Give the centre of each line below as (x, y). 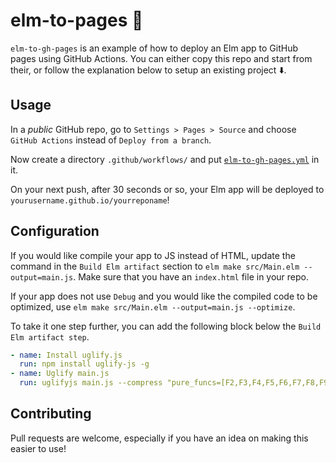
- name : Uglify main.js (60, 374)
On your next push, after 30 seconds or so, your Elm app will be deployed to (167, 189)
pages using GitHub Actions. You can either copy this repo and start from (161, 58)
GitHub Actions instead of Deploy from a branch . (111, 140)
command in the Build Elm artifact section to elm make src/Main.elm (155, 266)
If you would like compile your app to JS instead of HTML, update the (153, 255)
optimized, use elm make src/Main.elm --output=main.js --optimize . (153, 306)
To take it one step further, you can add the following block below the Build (166, 326)
